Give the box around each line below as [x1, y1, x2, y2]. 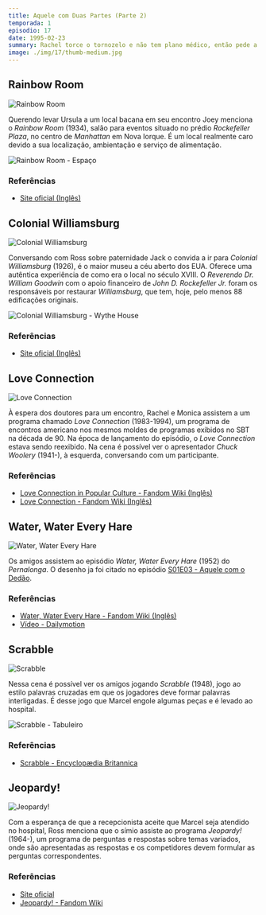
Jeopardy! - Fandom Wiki [19, 897, 103, 907]
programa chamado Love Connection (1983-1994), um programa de [8, 417, 230, 426]
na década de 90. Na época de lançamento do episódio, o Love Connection [8, 434, 256, 443]
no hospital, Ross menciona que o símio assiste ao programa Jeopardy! [8, 826, 242, 835]
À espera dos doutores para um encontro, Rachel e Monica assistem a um [8, 408, 250, 418]
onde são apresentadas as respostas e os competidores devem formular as [8, 843, 256, 852]
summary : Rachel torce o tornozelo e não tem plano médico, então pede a [8, 41, 258, 49]
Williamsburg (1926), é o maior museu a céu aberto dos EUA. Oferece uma [8, 261, 253, 271]
